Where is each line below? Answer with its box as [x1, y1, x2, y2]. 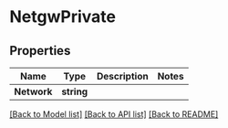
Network [14, 85, 53, 98]
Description [96, 70, 149, 82]
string [61, 85, 88, 98]
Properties [9, 43, 71, 59]
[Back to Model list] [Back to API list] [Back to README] [9, 109, 219, 120]
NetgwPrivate [9, 6, 117, 27]
